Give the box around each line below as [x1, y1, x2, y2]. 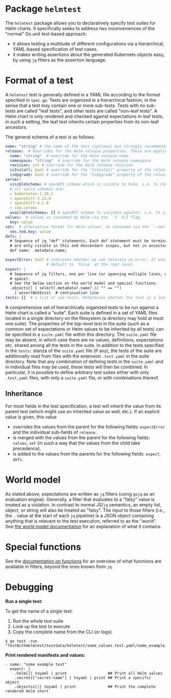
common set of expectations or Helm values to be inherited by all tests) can [5, 326, 164, 332]
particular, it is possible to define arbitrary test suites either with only [5, 369, 149, 375]
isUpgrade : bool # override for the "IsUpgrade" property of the [10, 172, 152, 177]
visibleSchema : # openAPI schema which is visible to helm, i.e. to [10, 181, 158, 186]
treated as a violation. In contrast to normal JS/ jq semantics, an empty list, [5, 501, 162, 507]
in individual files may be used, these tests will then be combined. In [5, 364, 149, 370]
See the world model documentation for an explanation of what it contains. [5, 523, 162, 529]
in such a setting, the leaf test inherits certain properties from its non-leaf [5, 118, 159, 125]
